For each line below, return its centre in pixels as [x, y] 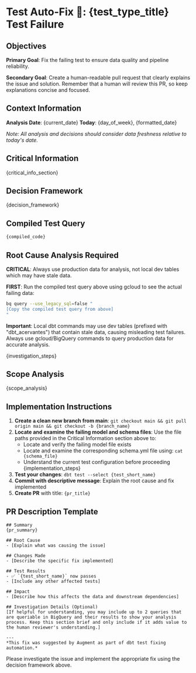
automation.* [22, 648]
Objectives [26, 46]
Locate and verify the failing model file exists [77, 445]
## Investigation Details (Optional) [52, 607]
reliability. [18, 66]
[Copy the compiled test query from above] [60, 309]
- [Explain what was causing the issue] [56, 545]
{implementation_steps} [52, 468]
